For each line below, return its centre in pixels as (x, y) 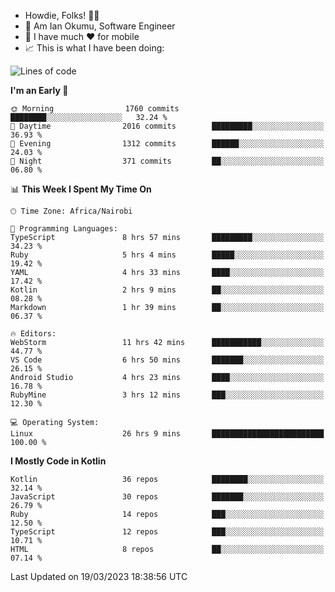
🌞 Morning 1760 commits (95, 109)
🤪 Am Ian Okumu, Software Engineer (100, 26)
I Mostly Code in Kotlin (58, 461)
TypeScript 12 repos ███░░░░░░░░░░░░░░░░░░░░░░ (167, 532)
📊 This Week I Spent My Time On (81, 189)
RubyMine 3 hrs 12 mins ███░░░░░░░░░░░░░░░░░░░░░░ (167, 395)
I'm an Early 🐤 (39, 90)
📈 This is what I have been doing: (94, 48)
